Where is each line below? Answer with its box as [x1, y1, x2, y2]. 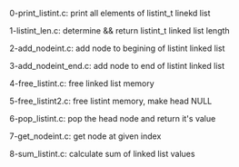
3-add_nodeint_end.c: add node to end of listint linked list [9, 61, 225, 71]
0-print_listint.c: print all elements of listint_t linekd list [9, 8, 211, 18]
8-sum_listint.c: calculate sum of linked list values [9, 149, 195, 159]
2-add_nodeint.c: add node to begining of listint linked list [9, 43, 225, 54]
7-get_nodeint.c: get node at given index [9, 131, 162, 142]
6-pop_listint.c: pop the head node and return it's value [9, 113, 216, 123]
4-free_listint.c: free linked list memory [9, 78, 154, 89]
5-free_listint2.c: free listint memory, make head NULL [9, 95, 213, 106]
